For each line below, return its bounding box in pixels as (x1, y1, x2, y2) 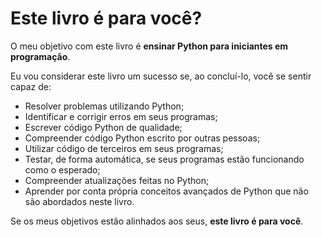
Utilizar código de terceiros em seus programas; (24, 142, 224, 154)
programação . (10, 50, 71, 62)
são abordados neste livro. (24, 195, 135, 207)
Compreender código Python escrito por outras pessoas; (24, 132, 261, 144)
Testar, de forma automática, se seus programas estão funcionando (24, 153, 305, 165)
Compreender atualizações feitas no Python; (24, 174, 210, 186)
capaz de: (10, 80, 52, 92)
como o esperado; (24, 163, 101, 176)
